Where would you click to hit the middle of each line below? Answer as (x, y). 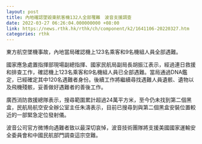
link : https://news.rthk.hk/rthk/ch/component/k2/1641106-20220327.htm (98, 28)
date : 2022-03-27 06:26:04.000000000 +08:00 (63, 23)
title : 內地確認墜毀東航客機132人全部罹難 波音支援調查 (69, 17)
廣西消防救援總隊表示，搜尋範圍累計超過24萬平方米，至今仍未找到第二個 (96, 100)
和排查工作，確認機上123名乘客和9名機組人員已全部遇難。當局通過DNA (94, 72)
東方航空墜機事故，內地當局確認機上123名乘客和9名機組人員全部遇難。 (94, 52)
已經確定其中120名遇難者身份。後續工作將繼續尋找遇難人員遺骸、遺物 (103, 80)
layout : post (23, 12)
